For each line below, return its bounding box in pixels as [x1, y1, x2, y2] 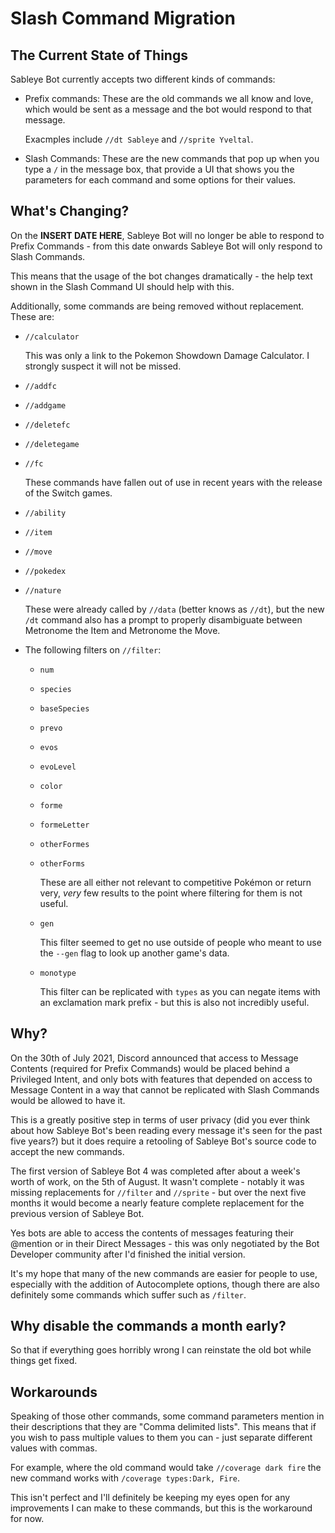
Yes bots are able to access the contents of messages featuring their [10, 1227, 295, 1239]
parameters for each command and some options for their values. [24, 174, 297, 186]
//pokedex [24, 566, 67, 576]
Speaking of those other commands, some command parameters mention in [10, 1410, 325, 1422]
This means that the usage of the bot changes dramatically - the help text [10, 270, 313, 282]
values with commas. [10, 1442, 98, 1454]
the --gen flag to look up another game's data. [39, 947, 230, 959]
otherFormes [39, 839, 90, 849]
